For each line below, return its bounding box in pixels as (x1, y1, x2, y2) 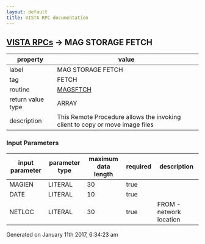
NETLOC (9, 207, 35, 216)
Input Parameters (6, 138, 59, 147)
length (93, 170, 113, 178)
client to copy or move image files (57, 120, 154, 129)
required (126, 162, 151, 171)
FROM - (157, 199, 181, 208)
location (157, 215, 181, 223)
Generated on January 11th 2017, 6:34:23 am (6, 231, 118, 238)
